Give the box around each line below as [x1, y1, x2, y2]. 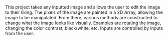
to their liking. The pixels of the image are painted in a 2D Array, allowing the [5, 9, 163, 15]
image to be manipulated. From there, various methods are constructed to [5, 15, 158, 20]
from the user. [5, 31, 35, 36]
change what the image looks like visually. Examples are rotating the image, [5, 20, 161, 26]
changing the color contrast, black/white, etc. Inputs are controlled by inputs [5, 25, 163, 31]
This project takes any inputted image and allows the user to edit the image [5, 4, 160, 10]
